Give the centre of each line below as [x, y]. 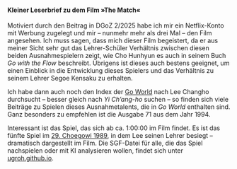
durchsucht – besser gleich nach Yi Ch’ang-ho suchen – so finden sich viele [118, 100]
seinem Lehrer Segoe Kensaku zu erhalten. [70, 78]
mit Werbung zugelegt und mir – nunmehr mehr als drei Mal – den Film [110, 33]
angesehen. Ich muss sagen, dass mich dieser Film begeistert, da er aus [112, 41]
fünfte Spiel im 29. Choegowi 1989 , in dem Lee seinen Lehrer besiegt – [110, 136]
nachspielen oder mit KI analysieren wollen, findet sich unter [96, 151]
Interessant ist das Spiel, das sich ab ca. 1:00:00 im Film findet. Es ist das [114, 128]
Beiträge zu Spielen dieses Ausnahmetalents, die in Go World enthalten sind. [119, 107]
